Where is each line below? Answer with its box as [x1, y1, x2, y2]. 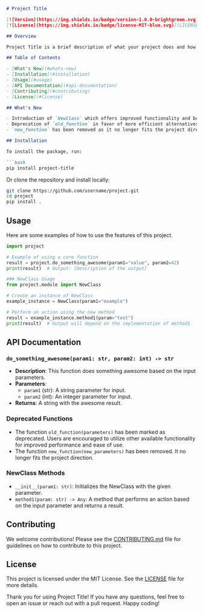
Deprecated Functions [6, 414, 73, 423]
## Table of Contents [6, 55, 61, 61]
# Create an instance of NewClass [6, 293, 94, 299]
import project [6, 243, 45, 249]
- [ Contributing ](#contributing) [6, 88, 91, 94]
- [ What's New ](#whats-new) [6, 66, 77, 72]
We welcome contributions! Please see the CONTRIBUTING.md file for [6, 535, 181, 542]
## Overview [6, 33, 36, 39]
